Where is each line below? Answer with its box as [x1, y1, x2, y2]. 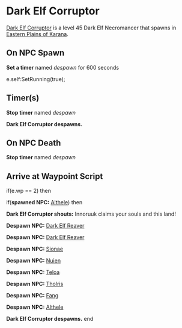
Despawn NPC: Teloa [6, 269, 60, 276]
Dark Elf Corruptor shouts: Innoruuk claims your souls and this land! [6, 210, 176, 217]
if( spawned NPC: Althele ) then [6, 199, 83, 206]
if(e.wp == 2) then [6, 187, 52, 195]
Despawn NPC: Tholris [6, 281, 64, 288]
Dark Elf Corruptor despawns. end [6, 315, 94, 323]
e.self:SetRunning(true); [6, 75, 65, 82]
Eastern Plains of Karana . [6, 30, 69, 37]
